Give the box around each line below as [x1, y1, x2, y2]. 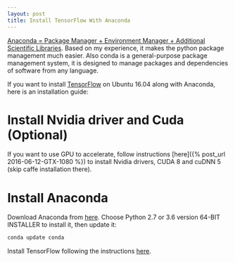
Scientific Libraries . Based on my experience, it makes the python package [7, 44, 224, 52]
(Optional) [7, 127, 68, 143]
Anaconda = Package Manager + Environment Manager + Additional [7, 36, 205, 44]
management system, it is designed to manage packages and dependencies [7, 58, 229, 67]
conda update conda [7, 234, 65, 242]
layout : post [7, 10, 46, 18]
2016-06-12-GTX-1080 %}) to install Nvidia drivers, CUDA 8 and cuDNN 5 [7, 158, 222, 166]
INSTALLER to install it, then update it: [7, 220, 117, 229]
